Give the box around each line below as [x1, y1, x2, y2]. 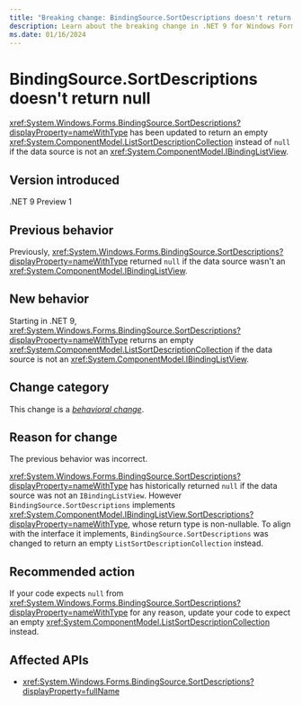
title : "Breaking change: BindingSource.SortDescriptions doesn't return [9, 13, 292, 23]
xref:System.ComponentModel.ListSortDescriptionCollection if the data [9, 344, 272, 355]
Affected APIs [9, 652, 89, 667]
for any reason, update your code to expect [129, 607, 290, 618]
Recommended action [9, 564, 136, 579]
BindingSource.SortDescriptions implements [9, 500, 176, 511]
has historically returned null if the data [129, 481, 278, 492]
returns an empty [129, 334, 194, 345]
